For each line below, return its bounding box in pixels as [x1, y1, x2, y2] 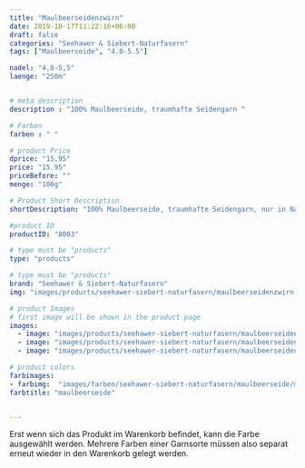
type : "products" [9, 254, 75, 264]
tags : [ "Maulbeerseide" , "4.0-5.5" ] [9, 47, 148, 56]
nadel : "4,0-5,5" [9, 64, 75, 73]
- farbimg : [9, 379, 51, 389]
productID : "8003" [9, 229, 79, 239]
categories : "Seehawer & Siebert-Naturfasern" [9, 38, 189, 48]
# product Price [9, 146, 71, 155]
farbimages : [9, 371, 54, 380]
